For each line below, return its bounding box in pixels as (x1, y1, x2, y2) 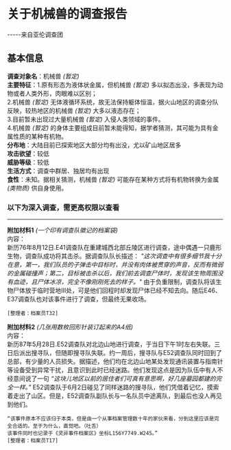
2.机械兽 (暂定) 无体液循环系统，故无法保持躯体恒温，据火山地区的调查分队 (7, 98, 219, 106)
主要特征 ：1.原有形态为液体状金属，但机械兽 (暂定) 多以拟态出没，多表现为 (7, 81, 217, 89)
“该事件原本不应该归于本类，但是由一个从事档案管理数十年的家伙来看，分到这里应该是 (7, 416, 215, 422)
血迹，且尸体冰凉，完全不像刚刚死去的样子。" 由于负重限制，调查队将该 (12, 278, 216, 286)
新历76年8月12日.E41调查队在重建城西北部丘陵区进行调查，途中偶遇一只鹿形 (7, 244, 222, 252)
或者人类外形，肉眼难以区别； (12, 89, 97, 97)
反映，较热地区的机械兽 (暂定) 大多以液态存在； (7, 106, 142, 114)
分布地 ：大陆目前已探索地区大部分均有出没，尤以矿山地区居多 (7, 140, 182, 149)
